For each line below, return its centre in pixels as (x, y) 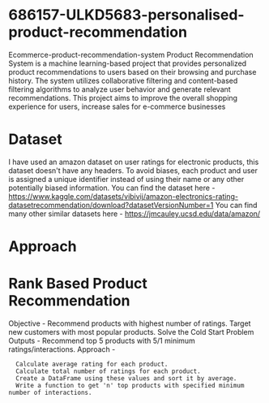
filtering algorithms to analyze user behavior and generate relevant (120, 89)
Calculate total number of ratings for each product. (108, 371)
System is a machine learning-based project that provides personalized (128, 63)
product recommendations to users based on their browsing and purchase (132, 71)
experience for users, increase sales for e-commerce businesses (117, 106)
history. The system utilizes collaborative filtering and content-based (123, 80)
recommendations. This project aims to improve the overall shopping (123, 97)
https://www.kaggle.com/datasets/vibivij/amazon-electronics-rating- (124, 196)
